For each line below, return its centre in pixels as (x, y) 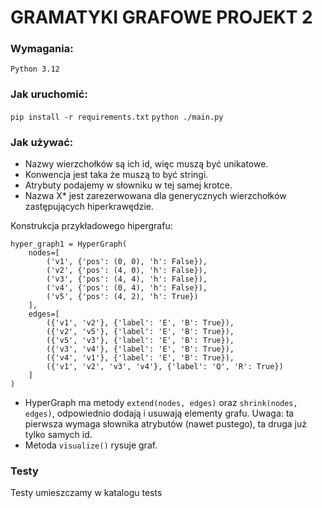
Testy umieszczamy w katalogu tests (86, 493)
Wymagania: (42, 49)
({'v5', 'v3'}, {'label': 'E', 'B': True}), (140, 341)
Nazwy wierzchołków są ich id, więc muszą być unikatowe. (146, 164)
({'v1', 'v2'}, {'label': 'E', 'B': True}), (140, 323)
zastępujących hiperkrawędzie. (89, 207)
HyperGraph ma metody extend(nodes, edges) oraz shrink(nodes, (161, 403)
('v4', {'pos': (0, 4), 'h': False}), (127, 288)
